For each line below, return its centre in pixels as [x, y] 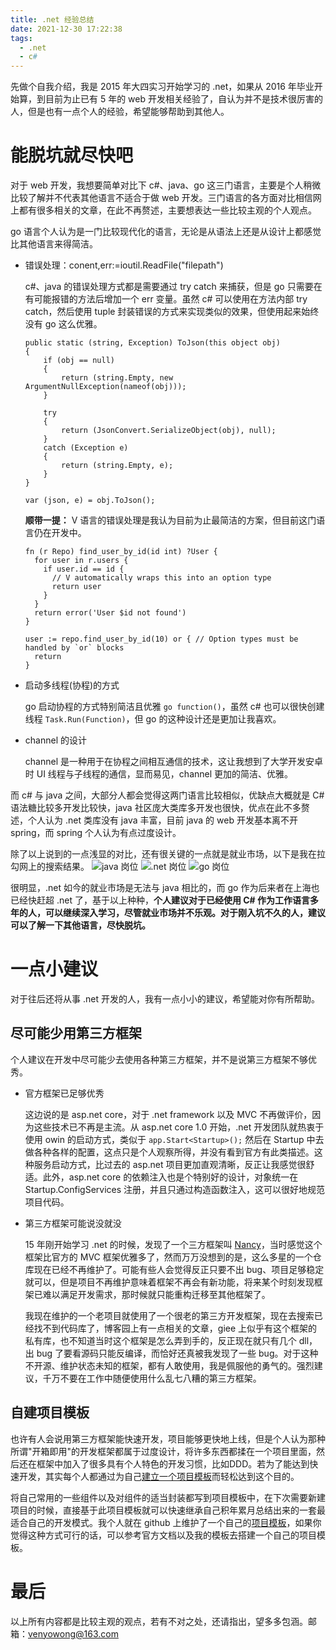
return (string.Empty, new [117, 378]
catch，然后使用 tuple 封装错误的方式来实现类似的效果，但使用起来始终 [172, 312]
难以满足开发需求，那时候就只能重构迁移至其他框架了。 [156, 1294]
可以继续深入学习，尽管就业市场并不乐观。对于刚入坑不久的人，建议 [185, 913]
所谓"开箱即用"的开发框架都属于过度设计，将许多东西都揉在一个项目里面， [163, 1451]
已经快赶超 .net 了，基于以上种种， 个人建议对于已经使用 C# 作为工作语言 [160, 900]
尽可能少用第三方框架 [76, 1033]
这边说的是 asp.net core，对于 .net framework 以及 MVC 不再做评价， [168, 1114]
